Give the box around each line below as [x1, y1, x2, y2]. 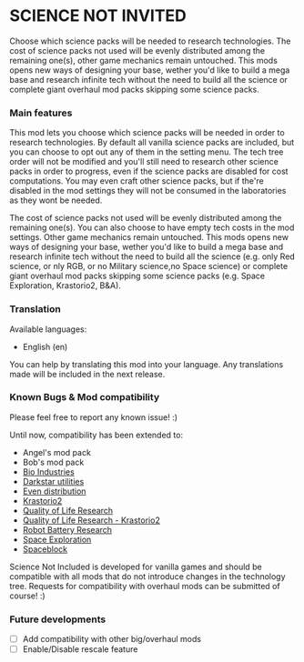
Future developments [9, 613, 106, 626]
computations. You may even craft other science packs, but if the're [9, 176, 264, 186]
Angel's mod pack [22, 446, 91, 457]
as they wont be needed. [9, 195, 103, 206]
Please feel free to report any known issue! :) [9, 411, 178, 423]
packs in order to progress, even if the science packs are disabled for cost [9, 165, 289, 177]
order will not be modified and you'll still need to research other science [9, 156, 279, 167]
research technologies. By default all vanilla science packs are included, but [9, 137, 295, 148]
